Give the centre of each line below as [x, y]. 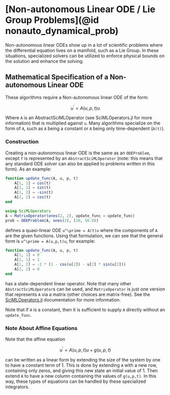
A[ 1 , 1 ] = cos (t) [33, 183]
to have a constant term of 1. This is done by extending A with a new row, [81, 365]
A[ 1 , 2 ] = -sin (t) [34, 192]
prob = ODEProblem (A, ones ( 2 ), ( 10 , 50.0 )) [52, 220]
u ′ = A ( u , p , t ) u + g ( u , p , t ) [85, 350]
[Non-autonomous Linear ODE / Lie [80, 9]
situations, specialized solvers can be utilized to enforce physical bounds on [85, 56]
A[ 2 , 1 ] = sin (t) [33, 188]
